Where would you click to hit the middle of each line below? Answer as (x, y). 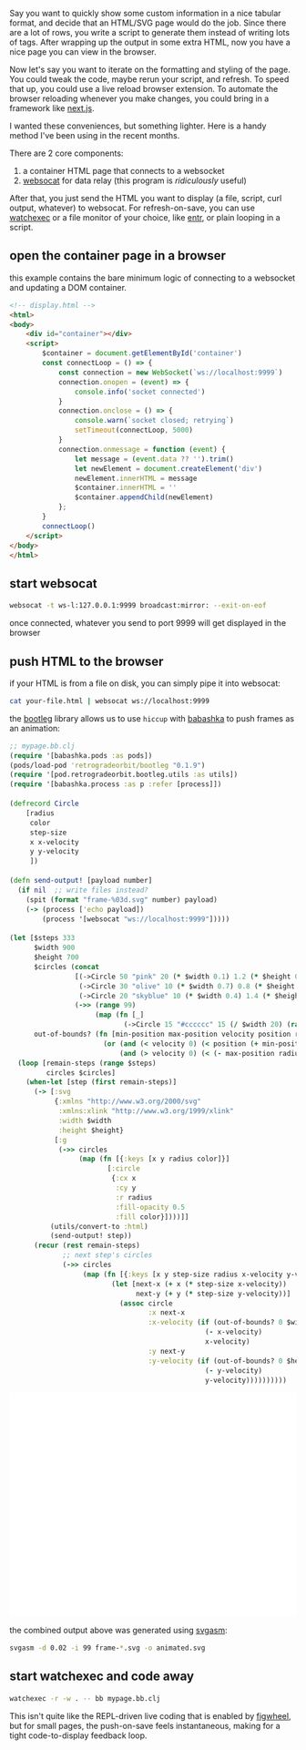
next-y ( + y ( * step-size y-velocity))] (213, 1294)
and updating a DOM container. (68, 287)
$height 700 (56, 957)
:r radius (134, 1197)
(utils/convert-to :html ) (99, 1226)
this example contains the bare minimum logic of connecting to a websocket (153, 278)
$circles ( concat (66, 967)
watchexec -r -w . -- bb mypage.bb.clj (85, 1698)
